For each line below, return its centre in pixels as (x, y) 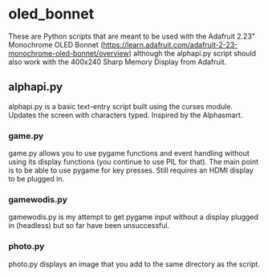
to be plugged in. (37, 179)
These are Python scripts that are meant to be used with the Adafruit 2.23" (132, 36)
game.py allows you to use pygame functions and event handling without (129, 153)
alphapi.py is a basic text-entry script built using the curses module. (121, 106)
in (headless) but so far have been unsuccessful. (89, 226)
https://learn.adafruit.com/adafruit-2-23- (171, 44)
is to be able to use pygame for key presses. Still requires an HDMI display (131, 170)
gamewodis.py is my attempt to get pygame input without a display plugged (134, 217)
